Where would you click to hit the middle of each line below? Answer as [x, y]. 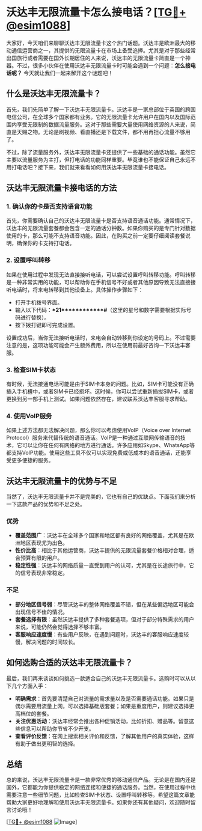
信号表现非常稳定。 [44, 573]
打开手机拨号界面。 [39, 302]
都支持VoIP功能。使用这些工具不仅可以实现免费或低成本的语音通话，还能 [96, 453]
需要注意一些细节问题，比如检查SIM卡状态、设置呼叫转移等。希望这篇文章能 [101, 795]
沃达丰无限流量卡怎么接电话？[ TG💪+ [96, 12]
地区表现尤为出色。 [44, 543]
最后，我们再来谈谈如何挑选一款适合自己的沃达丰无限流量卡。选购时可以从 [98, 678]
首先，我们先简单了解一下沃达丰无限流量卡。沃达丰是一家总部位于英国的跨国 [101, 109]
